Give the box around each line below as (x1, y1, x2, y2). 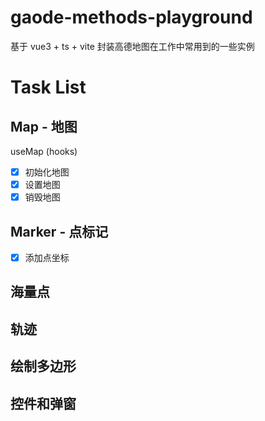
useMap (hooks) (10, 145, 78, 157)
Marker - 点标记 (10, 223, 109, 240)
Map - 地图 (10, 118, 78, 135)
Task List (10, 76, 87, 99)
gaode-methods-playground (10, 6, 253, 29)
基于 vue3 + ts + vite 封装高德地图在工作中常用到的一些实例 (10, 40, 255, 52)
